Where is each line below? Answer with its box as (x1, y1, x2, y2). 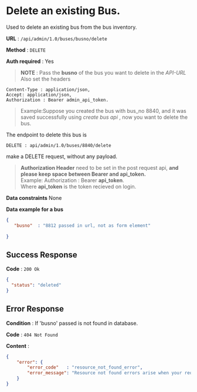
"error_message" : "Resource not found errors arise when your (27, 370, 182, 376)
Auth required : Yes (6, 58, 54, 65)
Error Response (6, 304, 64, 314)
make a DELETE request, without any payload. (6, 153, 118, 160)
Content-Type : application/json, (6, 86, 91, 92)
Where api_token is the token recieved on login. (20, 183, 137, 190)
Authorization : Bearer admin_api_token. (6, 97, 109, 103)
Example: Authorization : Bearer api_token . (20, 176, 124, 183)
